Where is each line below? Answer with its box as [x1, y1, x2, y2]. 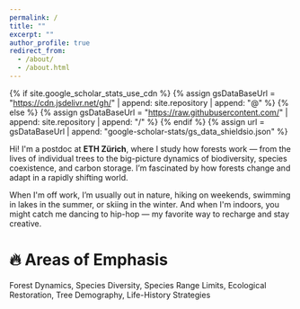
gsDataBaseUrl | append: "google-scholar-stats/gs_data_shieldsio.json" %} [9, 126, 289, 137]
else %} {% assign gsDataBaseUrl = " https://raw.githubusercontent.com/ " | [9, 107, 288, 118]
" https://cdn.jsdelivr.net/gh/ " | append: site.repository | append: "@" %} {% [9, 97, 289, 108]
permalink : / [9, 13, 58, 22]
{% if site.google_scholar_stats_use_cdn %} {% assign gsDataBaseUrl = [9, 87, 276, 99]
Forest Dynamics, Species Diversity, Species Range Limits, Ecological [9, 279, 267, 290]
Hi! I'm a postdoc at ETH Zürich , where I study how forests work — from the [9, 143, 292, 154]
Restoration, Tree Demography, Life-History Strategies [9, 289, 211, 300]
